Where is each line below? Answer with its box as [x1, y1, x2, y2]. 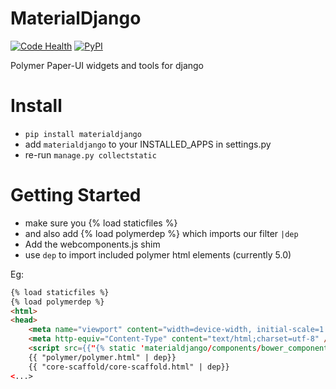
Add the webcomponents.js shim [24, 238, 161, 250]
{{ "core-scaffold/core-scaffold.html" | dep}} [28, 362, 230, 372]
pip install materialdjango [24, 129, 142, 139]
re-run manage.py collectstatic [24, 148, 157, 161]
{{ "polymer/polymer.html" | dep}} [28, 352, 177, 362]
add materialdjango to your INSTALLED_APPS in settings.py [24, 138, 272, 150]
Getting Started [10, 184, 142, 207]
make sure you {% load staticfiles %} [24, 217, 178, 229]
